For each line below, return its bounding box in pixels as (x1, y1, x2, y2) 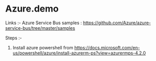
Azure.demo (5, 3, 59, 15)
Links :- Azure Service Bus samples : (5, 20, 82, 26)
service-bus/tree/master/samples (5, 25, 75, 31)
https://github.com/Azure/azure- (83, 20, 151, 26)
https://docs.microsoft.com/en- (74, 44, 140, 50)
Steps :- (5, 35, 22, 41)
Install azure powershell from (12, 44, 73, 50)
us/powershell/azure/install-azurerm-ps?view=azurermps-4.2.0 (12, 50, 146, 56)
